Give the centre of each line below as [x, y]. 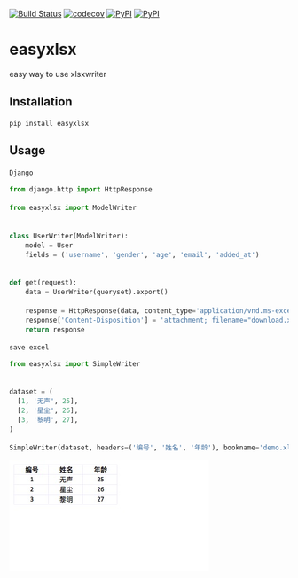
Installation [41, 102]
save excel [29, 347]
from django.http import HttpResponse [81, 189]
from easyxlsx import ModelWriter [73, 208]
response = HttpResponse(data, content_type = [111, 310]
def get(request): [43, 283]
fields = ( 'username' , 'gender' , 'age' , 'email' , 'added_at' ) [142, 254]
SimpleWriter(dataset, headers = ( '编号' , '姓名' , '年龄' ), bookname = [134, 448]
